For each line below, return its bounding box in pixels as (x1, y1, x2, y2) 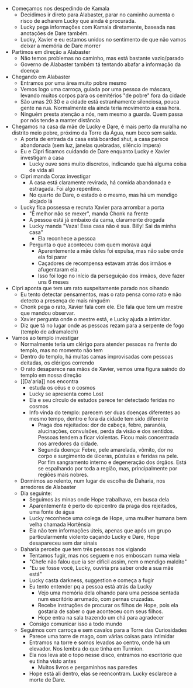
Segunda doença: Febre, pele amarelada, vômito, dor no (37, 446, 174, 453)
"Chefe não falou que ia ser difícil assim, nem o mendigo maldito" (29, 558, 187, 565)
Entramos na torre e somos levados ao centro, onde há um (29, 639, 171, 646)
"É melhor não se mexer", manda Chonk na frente (29, 210, 149, 217)
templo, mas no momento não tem (20, 347, 104, 353)
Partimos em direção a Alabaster (11, 49, 91, 55)
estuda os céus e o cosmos (29, 384, 95, 391)
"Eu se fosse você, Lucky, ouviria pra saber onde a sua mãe (29, 565, 174, 571)
